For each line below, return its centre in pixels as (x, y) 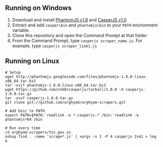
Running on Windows (38, 8)
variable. (21, 30)
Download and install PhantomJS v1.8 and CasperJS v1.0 (69, 20)
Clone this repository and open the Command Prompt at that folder (80, 35)
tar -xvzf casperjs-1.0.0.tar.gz (39, 98)
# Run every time (23, 128)
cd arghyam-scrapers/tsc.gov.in (38, 132)
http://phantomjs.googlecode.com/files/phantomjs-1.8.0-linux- (82, 77)
